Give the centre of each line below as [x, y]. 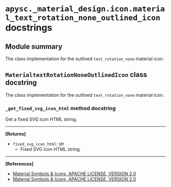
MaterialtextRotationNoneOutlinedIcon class [76, 75]
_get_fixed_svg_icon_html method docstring [61, 108]
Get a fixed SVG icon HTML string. [41, 119]
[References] [20, 164]
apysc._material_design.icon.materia [85, 9]
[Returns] [16, 134]
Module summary [34, 47]
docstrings [29, 28]
